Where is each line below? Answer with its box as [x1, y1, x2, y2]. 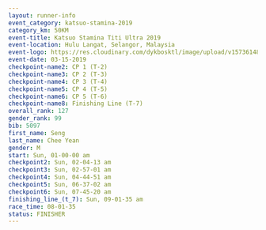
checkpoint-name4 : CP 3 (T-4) [8, 77, 108, 85]
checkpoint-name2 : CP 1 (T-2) [8, 63, 108, 71]
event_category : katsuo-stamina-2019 [8, 19, 133, 27]
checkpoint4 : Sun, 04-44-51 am [8, 173, 112, 182]
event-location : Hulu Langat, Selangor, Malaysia [8, 41, 176, 49]
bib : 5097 [8, 122, 41, 130]
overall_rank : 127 [8, 107, 69, 115]
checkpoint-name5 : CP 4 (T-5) [8, 85, 108, 93]
